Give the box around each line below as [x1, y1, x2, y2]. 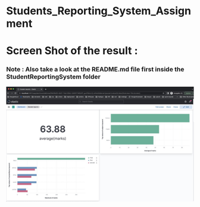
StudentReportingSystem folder [6, 73, 101, 81]
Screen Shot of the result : [6, 44, 138, 58]
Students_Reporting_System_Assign [6, 4, 192, 18]
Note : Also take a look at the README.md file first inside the [6, 65, 185, 74]
